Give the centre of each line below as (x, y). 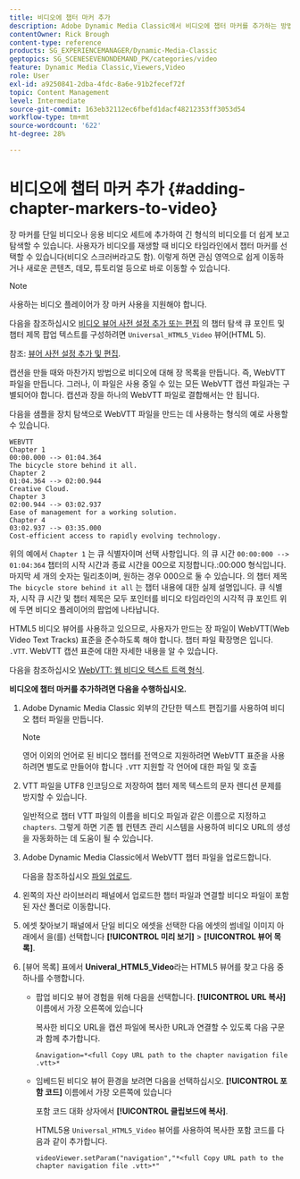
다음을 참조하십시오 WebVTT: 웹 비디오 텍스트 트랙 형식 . (107, 670)
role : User (29, 76)
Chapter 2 (28, 473)
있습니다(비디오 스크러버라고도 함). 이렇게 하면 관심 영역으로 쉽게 (148, 257)
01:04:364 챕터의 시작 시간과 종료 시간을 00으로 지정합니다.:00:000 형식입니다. (148, 564)
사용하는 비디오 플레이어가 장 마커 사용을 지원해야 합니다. (108, 304)
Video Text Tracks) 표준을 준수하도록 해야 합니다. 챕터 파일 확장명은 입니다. (142, 640)
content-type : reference (55, 42)
